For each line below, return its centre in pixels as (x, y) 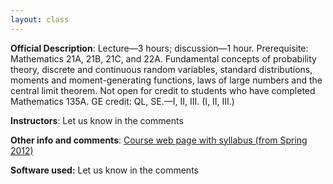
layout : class (40, 19)
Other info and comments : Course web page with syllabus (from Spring (159, 140)
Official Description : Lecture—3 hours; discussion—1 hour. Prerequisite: (159, 48)
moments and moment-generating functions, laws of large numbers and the (166, 80)
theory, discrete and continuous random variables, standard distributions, (161, 69)
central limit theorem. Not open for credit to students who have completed (163, 90)
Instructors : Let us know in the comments (97, 120)
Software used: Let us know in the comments (104, 170)
